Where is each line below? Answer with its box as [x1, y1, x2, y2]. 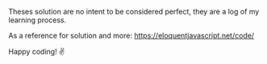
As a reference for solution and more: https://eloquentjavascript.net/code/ [8, 31, 255, 40]
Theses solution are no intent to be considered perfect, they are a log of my [8, 7, 260, 16]
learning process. [8, 15, 67, 25]
